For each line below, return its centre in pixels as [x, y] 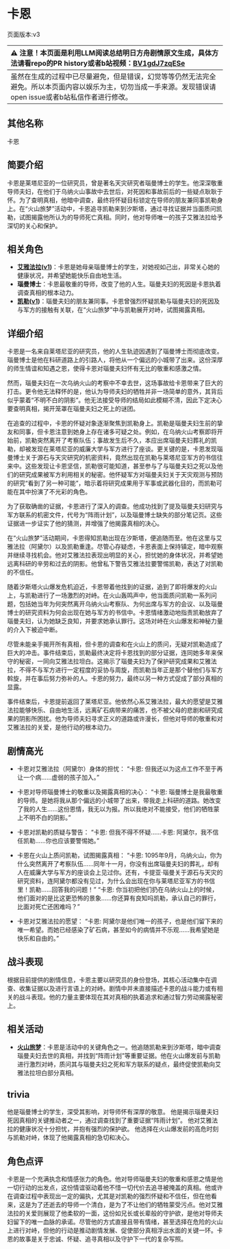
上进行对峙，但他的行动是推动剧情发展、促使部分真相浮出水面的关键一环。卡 [115, 1231]
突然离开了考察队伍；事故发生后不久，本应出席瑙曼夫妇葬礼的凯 [127, 441]
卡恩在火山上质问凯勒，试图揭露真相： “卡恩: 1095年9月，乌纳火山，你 [117, 855]
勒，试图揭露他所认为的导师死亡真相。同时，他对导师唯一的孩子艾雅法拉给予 [115, 217]
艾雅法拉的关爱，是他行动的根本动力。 [61, 728]
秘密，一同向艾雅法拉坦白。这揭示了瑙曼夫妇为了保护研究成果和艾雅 [115, 661]
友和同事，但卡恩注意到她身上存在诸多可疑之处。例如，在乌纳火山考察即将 [112, 432]
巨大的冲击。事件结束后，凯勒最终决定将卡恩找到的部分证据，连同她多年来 [112, 653]
